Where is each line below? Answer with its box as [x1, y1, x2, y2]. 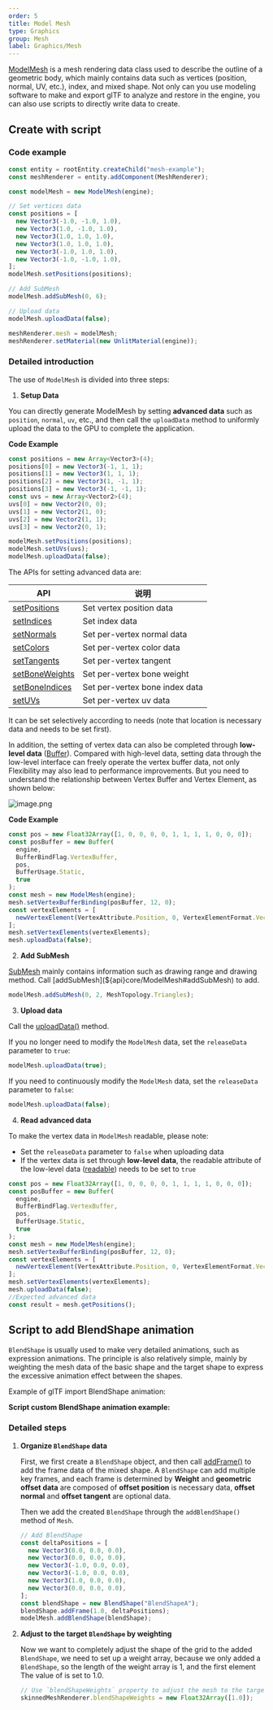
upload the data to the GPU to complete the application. [8, 423, 195, 433]
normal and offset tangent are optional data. [19, 1491, 171, 1500]
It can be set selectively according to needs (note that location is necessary [8, 716, 262, 726]
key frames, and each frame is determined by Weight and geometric [19, 1473, 252, 1483]
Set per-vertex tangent [82, 655, 171, 666]
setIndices [12, 615, 53, 627]
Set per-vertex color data [82, 642, 180, 653]
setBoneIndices [12, 682, 72, 693]
